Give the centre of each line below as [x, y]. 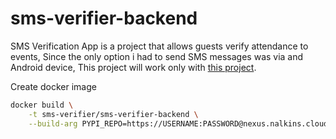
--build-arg [53, 123]
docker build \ [42, 105]
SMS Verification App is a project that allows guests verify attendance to [159, 46]
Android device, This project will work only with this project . [133, 67]
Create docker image [53, 86]
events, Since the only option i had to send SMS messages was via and [157, 56]
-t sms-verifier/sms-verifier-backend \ [113, 114]
